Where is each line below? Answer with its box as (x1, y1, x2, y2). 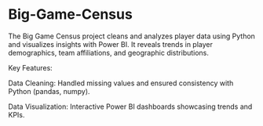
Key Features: (8, 63, 53, 72)
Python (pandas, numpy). (8, 86, 90, 95)
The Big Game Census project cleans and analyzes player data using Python (8, 31, 255, 41)
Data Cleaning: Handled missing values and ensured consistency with (8, 78, 234, 88)
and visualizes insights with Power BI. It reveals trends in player (8, 39, 214, 49)
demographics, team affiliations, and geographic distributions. (8, 48, 210, 57)
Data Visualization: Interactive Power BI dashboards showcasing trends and (8, 102, 253, 111)
